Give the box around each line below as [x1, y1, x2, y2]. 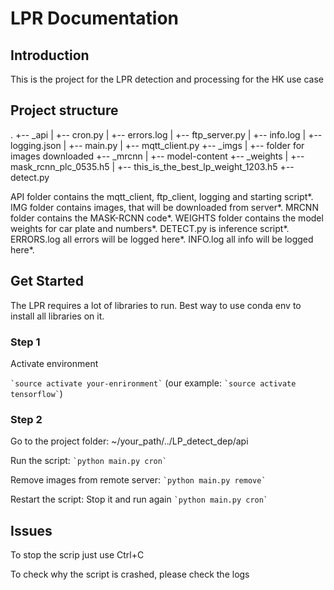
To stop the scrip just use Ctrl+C [10, 549, 145, 561]
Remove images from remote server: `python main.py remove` [10, 474, 267, 486]
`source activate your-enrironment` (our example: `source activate [10, 377, 297, 389]
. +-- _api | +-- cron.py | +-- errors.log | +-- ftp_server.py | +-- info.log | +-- [10, 128, 323, 141]
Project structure [10, 102, 119, 119]
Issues [10, 522, 53, 539]
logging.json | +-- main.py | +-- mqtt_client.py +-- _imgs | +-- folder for [10, 139, 305, 151]
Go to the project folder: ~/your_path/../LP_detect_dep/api [10, 435, 249, 447]
